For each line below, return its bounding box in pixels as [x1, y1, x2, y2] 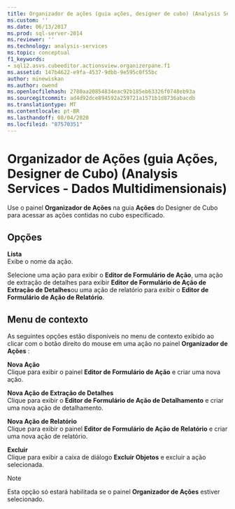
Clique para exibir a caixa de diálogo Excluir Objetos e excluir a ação [7, 453, 206, 461]
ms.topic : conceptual [7, 50, 71, 57]
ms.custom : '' [7, 17, 49, 24]
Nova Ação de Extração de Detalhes [7, 389, 114, 397]
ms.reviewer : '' [7, 36, 55, 43]
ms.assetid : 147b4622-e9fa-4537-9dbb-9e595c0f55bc [7, 69, 158, 76]
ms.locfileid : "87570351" [7, 120, 83, 128]
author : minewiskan [7, 75, 64, 83]
